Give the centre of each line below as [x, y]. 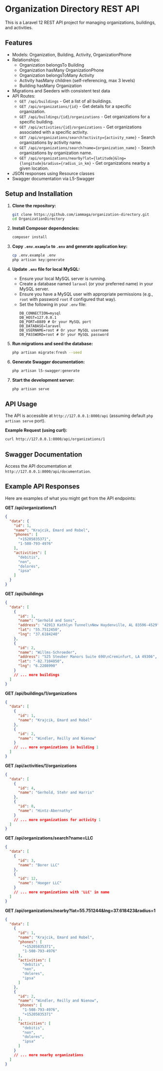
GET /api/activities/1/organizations [41, 765]
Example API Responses [42, 486]
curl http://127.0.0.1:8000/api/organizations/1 [55, 439]
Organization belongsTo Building [52, 65]
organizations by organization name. [56, 153]
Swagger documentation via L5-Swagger [53, 178]
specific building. [37, 122]
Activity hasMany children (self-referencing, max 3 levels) [77, 80]
